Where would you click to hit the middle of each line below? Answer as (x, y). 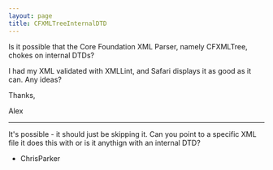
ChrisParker (40, 158)
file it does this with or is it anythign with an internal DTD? (104, 142)
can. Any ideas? (35, 79)
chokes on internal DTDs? (52, 55)
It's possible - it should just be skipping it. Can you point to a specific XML (133, 134)
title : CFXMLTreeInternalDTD (58, 23)
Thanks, (22, 95)
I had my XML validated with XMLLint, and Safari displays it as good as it (130, 70)
